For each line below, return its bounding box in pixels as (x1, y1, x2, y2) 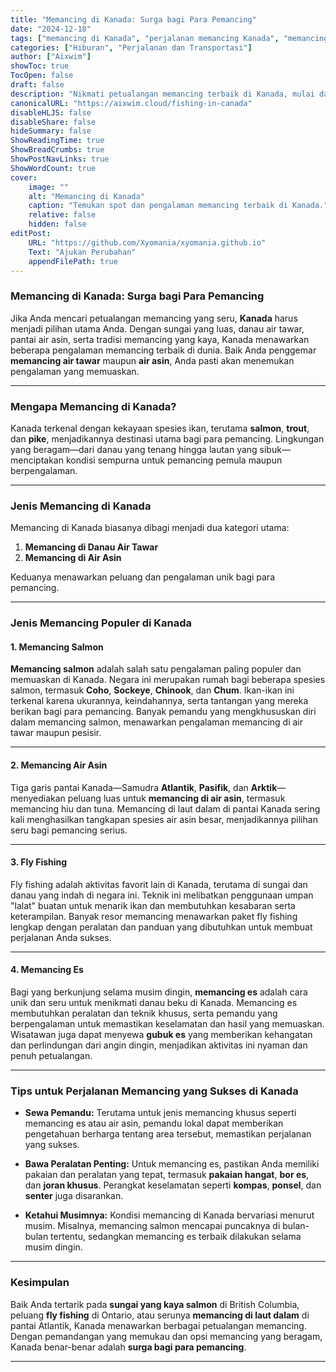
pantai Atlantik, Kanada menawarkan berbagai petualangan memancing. (10, 1319, 307, 1331)
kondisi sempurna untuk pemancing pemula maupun (65, 454, 283, 466)
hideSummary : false (10, 126, 92, 136)
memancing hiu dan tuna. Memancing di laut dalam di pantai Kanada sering (10, 802, 321, 815)
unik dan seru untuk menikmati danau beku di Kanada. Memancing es (10, 997, 298, 1008)
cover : (10, 172, 38, 183)
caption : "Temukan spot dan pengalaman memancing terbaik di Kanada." (28, 201, 329, 211)
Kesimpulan (10, 1276, 70, 1290)
